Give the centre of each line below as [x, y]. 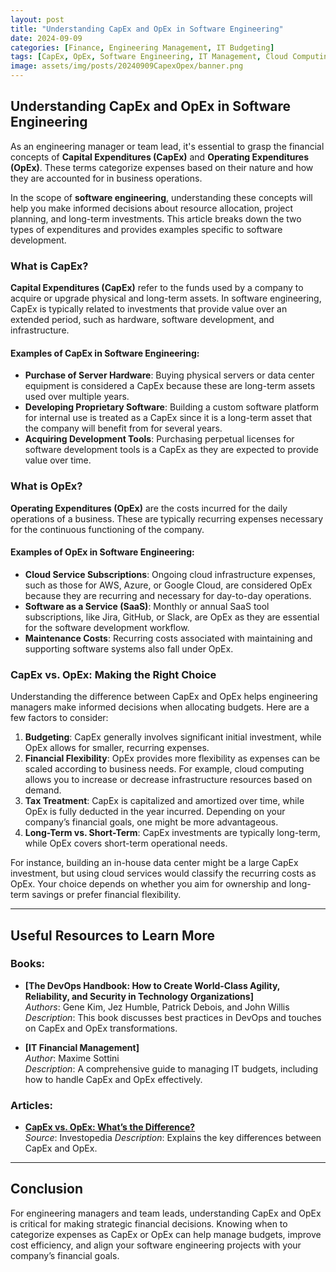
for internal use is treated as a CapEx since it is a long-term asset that [168, 418]
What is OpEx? [46, 486]
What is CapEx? [49, 266]
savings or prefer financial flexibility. [106, 895]
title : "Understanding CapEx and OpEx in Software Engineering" [147, 29]
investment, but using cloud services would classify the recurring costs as [163, 873]
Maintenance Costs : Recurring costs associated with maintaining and [168, 638]
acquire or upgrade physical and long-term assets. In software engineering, [166, 298]
